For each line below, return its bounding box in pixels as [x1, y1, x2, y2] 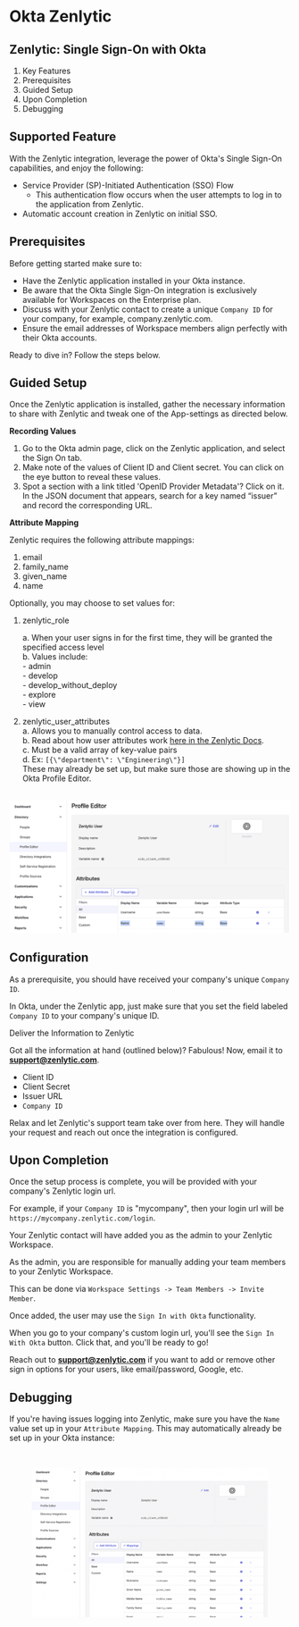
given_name [21, 571, 68, 582]
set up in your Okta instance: [9, 1432, 115, 1444]
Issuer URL [21, 1090, 63, 1101]
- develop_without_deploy [21, 680, 118, 691]
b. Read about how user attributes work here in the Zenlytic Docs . [21, 735, 265, 746]
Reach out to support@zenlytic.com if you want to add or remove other [9, 1354, 276, 1365]
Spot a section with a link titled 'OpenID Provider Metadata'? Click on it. [21, 481, 285, 492]
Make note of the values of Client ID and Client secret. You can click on [21, 462, 284, 473]
